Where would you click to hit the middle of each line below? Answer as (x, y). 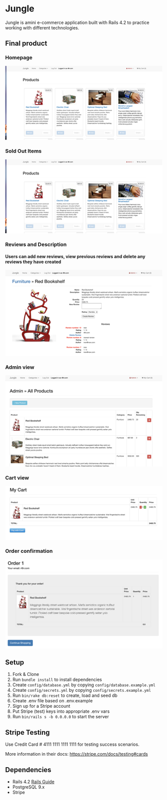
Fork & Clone (26, 674)
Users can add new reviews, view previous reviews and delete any (75, 256)
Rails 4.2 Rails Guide (33, 782)
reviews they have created (33, 262)
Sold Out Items (23, 151)
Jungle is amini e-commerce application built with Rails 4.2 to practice (77, 22)
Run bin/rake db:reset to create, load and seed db (65, 695)
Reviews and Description (36, 245)
